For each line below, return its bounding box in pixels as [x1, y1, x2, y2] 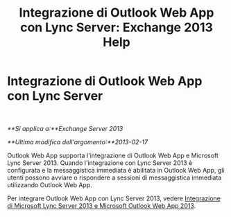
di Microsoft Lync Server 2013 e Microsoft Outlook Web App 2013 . [7, 201, 196, 209]
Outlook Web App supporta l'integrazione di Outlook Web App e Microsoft [7, 151, 219, 159]
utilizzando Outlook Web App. [7, 180, 92, 189]
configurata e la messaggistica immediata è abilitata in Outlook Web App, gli [7, 166, 225, 174]
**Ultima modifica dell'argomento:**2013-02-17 [7, 137, 148, 146]
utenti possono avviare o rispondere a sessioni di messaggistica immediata [7, 173, 222, 182]
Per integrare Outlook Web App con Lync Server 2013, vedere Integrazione [7, 194, 221, 202]
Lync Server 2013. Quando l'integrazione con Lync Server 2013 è [7, 158, 193, 167]
